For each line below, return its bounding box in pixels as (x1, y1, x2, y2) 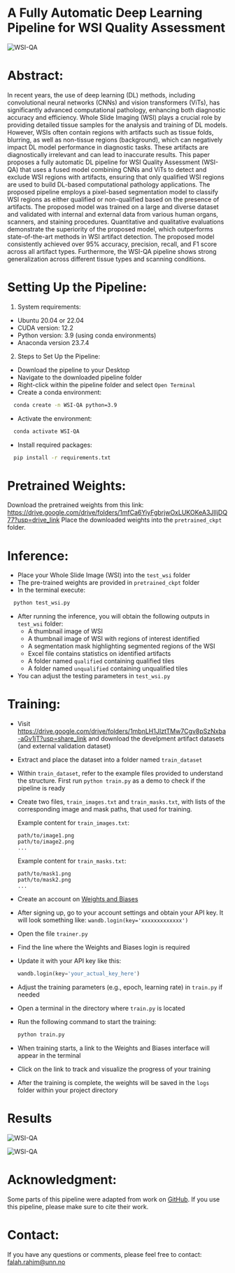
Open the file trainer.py (17, 929, 89, 938)
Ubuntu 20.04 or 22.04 (17, 316, 84, 324)
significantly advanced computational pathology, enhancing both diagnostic (7, 105, 226, 114)
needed (17, 990, 40, 999)
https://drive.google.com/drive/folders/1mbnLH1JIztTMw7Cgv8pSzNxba (17, 727, 226, 736)
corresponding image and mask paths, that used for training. (17, 805, 192, 814)
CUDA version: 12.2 (17, 323, 73, 332)
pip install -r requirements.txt (13, 454, 111, 461)
